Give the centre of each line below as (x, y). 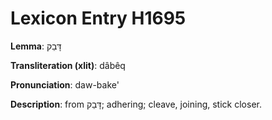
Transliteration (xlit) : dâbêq (68, 65)
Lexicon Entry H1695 (98, 18)
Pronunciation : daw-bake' (65, 84)
